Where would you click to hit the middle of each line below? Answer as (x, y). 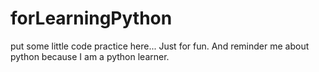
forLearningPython (91, 18)
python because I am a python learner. (90, 56)
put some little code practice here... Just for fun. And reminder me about (160, 46)
